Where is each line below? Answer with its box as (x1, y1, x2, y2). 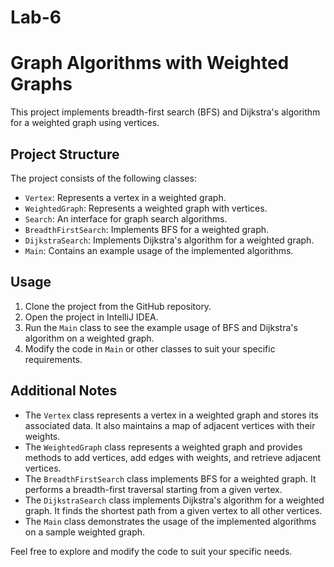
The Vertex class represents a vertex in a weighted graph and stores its (24, 409, 319, 421)
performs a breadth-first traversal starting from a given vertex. (24, 483, 283, 495)
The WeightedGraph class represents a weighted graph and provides (24, 441, 303, 453)
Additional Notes (10, 382, 118, 400)
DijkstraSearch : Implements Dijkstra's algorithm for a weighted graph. (24, 234, 315, 246)
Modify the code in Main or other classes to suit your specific (24, 342, 276, 355)
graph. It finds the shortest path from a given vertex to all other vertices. (24, 504, 323, 516)
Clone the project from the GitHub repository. (24, 300, 212, 312)
